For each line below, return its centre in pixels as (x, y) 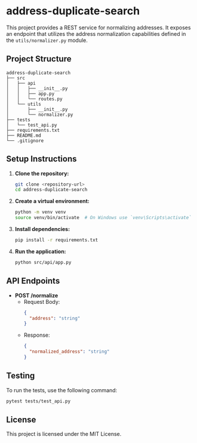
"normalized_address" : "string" (69, 352)
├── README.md (24, 136)
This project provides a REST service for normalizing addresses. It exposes (98, 27)
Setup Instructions (41, 159)
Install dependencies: (42, 229)
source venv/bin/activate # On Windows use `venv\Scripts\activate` (103, 218)
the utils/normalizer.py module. (47, 40)
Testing (21, 376)
